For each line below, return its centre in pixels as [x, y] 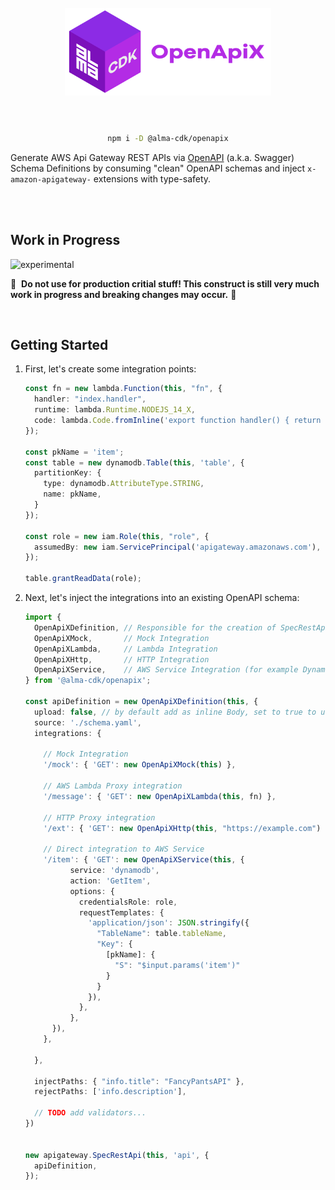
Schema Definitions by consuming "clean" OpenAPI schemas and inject [158, 168]
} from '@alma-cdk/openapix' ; [88, 681]
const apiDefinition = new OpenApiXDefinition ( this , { [141, 702]
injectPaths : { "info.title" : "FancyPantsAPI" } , [139, 1081]
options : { [92, 891]
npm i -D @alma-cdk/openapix [168, 138]
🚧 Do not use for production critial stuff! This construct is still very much [165, 283]
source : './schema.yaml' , [88, 722]
